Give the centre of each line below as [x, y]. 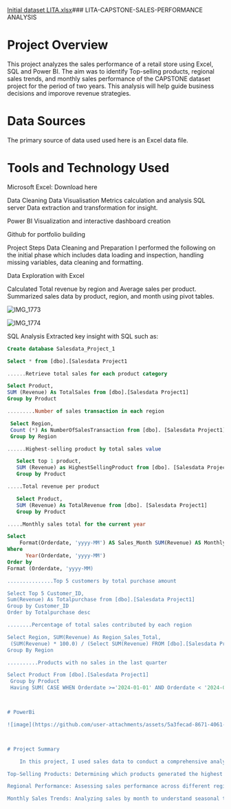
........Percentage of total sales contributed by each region [100, 625]
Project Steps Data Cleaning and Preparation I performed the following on [111, 248]
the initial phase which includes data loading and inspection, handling [106, 255]
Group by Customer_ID [38, 606]
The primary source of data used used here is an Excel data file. [98, 140]
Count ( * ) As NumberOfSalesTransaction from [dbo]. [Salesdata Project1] [118, 430]
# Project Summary [33, 749]
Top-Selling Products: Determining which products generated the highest [115, 774]
